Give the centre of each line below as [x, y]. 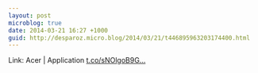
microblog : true [35, 23]
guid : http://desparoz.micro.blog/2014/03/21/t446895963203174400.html [129, 38]
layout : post [30, 15]
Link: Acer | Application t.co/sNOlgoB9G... [77, 60]
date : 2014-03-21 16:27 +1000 [58, 30]
